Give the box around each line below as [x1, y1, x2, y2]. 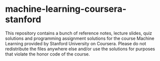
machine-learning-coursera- [5, 3, 127, 15]
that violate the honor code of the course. [5, 51, 90, 57]
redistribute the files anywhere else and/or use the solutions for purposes [5, 46, 155, 52]
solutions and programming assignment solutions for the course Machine [5, 35, 155, 41]
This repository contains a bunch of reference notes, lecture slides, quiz [5, 30, 153, 36]
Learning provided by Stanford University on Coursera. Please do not [5, 40, 146, 46]
